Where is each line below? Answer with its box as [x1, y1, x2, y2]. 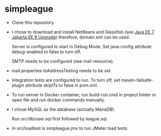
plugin [11, 82, 25, 88]
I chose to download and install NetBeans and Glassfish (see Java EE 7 [11, 29, 155, 35]
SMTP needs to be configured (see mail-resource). [11, 58, 114, 64]
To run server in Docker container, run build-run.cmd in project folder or [11, 92, 157, 97]
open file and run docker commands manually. [11, 97, 105, 103]
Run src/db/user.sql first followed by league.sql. [11, 116, 108, 121]
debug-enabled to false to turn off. [11, 49, 81, 55]
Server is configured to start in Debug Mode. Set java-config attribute [11, 43, 152, 49]
